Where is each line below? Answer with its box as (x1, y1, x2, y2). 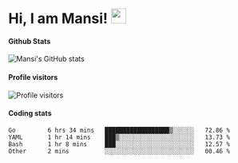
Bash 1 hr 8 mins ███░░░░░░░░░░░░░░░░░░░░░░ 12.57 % (8, 140, 230, 148)
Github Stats (8, 36, 51, 46)
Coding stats (8, 109, 52, 118)
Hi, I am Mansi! (8, 10, 109, 28)
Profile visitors (8, 72, 58, 81)
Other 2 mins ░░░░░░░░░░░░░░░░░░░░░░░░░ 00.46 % (8, 147, 230, 155)
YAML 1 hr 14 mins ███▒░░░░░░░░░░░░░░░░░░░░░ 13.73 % (8, 133, 230, 141)
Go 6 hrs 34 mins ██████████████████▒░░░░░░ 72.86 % (8, 126, 230, 134)
